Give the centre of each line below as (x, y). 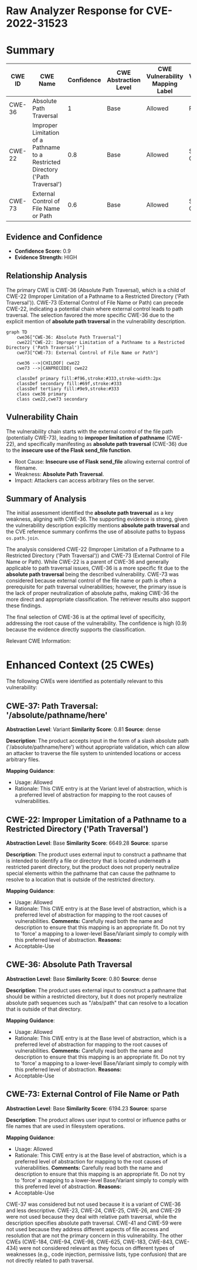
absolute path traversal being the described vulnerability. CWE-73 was (92, 574)
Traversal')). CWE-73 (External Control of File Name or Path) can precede (95, 302)
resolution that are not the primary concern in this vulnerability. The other (95, 1235)
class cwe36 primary (42, 394)
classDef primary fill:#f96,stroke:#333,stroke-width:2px (89, 378)
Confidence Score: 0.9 (43, 251)
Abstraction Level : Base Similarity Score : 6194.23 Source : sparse (86, 1108)
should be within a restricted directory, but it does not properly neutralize (94, 996)
